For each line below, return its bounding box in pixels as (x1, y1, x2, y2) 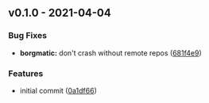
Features (8, 67, 44, 78)
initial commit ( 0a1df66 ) (19, 86, 98, 95)
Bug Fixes (8, 30, 48, 41)
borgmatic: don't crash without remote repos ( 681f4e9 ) (19, 48, 203, 58)
